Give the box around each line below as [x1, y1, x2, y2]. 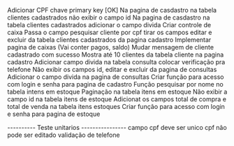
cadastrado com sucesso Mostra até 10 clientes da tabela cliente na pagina [7, 50, 224, 59]
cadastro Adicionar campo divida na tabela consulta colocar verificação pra [7, 58, 226, 66]
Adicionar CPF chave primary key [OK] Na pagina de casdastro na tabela [7, 6, 217, 14]
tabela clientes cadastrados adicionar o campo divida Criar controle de [7, 21, 212, 29]
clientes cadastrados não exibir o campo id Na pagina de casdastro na [7, 13, 210, 22]
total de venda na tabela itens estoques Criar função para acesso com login [7, 103, 226, 110]
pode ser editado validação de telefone [7, 131, 120, 139]
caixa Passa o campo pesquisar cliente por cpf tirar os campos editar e [7, 28, 212, 36]
